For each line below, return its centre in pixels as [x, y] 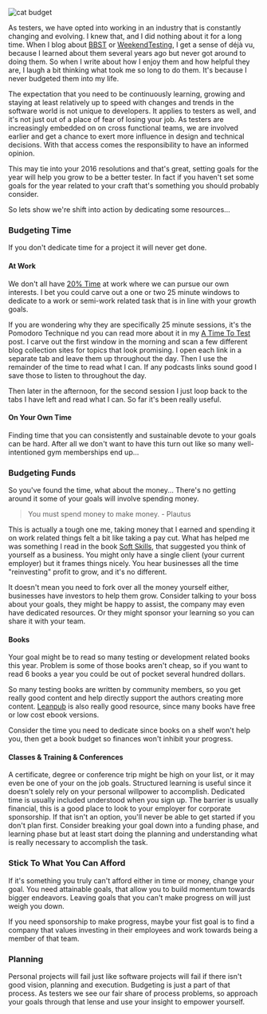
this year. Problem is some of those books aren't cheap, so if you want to [128, 666]
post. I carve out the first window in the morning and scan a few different [128, 341]
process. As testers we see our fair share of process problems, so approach [133, 993]
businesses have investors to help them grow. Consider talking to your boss [132, 595]
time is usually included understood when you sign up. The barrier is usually [133, 800]
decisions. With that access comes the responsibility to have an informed [128, 145]
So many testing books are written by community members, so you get [125, 690]
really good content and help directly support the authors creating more [126, 698]
